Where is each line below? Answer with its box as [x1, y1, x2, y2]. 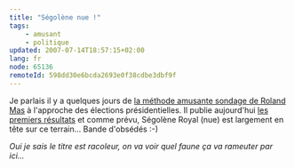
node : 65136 [9, 63, 53, 72]
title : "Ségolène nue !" [9, 12, 101, 22]
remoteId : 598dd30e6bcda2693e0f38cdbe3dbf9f [9, 71, 177, 80]
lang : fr [9, 54, 42, 63]
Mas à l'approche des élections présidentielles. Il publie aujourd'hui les [9, 104, 269, 116]
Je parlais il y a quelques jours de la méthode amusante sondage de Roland [9, 95, 286, 106]
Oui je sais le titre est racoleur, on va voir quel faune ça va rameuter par [9, 140, 274, 151]
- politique [25, 37, 69, 47]
